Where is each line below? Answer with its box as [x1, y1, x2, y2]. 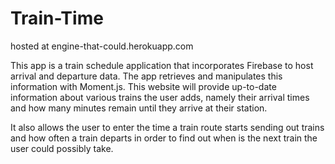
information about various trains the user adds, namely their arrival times [10, 91, 310, 103]
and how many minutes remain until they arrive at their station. [10, 102, 268, 114]
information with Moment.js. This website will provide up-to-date [10, 80, 277, 92]
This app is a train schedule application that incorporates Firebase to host [10, 59, 314, 71]
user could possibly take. [10, 142, 114, 154]
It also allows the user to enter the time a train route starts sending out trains [10, 121, 325, 133]
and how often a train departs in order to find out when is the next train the [10, 132, 318, 144]
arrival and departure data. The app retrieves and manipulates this [10, 70, 283, 82]
